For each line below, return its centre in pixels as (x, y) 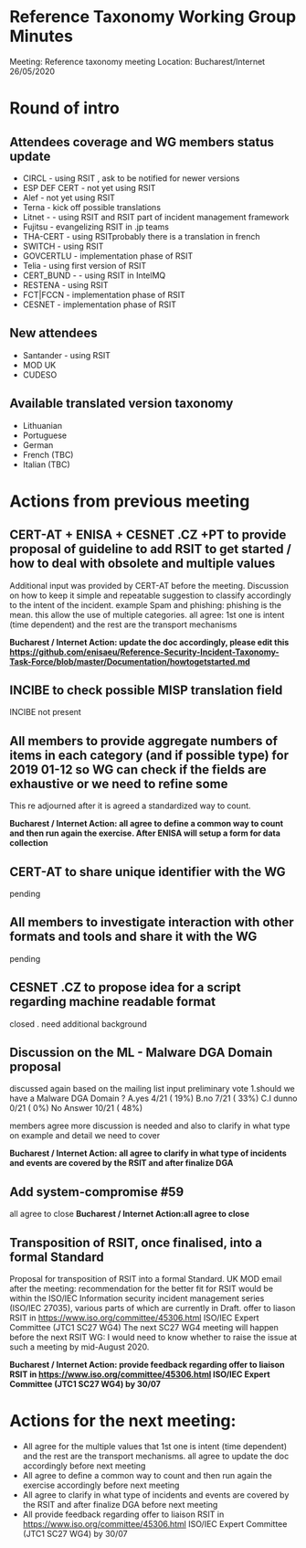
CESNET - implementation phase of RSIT (99, 304)
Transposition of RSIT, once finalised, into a (136, 1242)
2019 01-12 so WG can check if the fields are (138, 769)
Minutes (41, 36)
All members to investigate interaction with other (152, 922)
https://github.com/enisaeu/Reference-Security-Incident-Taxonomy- (145, 652)
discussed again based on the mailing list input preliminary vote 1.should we (152, 1089)
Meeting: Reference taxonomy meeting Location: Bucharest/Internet (137, 61)
